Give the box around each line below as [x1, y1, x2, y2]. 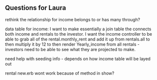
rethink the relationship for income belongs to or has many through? [5, 16, 140, 22]
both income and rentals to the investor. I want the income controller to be [5, 31, 152, 37]
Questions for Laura [5, 4, 66, 12]
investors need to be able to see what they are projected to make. [5, 46, 136, 52]
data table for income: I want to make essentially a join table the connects [5, 26, 151, 32]
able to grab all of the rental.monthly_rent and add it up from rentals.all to [5, 36, 150, 42]
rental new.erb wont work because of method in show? [5, 70, 114, 76]
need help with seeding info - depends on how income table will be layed [5, 55, 151, 62]
